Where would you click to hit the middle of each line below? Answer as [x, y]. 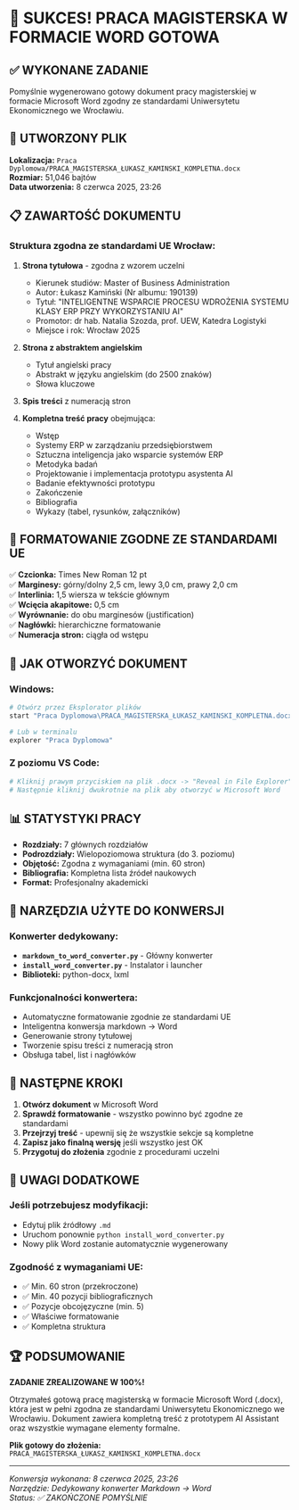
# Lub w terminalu [43, 732]
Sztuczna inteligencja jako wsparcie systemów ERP [129, 454]
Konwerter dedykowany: [64, 936]
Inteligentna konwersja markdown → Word [100, 1026]
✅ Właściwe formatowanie [71, 1316]
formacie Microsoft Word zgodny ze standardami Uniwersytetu [125, 101]
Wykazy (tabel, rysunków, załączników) [108, 511]
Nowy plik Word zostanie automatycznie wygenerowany [125, 1243]
